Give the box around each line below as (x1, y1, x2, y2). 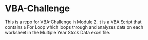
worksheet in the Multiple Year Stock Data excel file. (5, 29, 110, 35)
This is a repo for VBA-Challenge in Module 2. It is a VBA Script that (5, 19, 142, 25)
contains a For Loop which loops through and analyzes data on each (5, 24, 144, 30)
